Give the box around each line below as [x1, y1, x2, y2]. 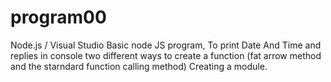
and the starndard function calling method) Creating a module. [10, 60, 268, 72]
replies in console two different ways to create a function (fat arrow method [10, 49, 322, 61]
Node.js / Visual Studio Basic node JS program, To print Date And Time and [10, 39, 322, 51]
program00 [10, 6, 107, 29]
